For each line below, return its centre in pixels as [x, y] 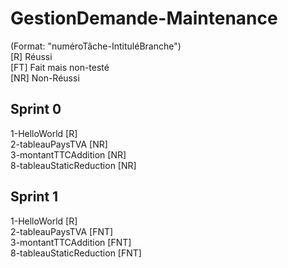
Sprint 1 [34, 197]
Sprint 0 [36, 109]
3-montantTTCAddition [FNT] [71, 242]
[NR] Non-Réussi [45, 78]
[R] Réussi [31, 56]
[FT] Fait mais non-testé [60, 67]
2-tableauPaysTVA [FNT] [62, 231]
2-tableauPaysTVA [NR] [59, 144]
